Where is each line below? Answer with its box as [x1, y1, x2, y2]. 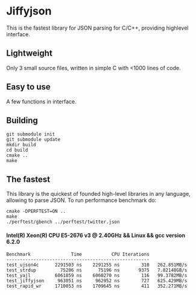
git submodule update [6, 137, 61, 143]
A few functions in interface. [6, 98, 77, 105]
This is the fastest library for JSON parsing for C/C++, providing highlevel [6, 24, 189, 31]
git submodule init [6, 131, 55, 137]
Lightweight [6, 48, 52, 59]
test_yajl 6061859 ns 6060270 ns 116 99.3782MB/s [6, 273, 188, 279]
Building [6, 115, 38, 125]
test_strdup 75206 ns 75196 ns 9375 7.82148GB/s [6, 267, 188, 273]
